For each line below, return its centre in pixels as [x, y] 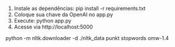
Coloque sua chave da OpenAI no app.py [64, 15]
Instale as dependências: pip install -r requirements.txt [80, 8]
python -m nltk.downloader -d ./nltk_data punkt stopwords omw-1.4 [87, 38]
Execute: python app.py [42, 21]
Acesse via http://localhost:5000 [53, 27]
